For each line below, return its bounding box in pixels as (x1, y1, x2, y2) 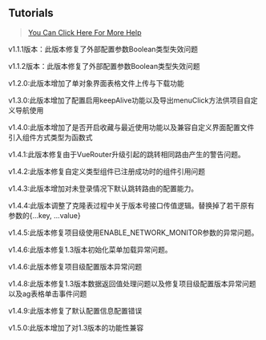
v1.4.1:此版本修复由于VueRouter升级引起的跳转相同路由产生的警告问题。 (8, 149, 246, 159)
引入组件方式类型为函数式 (8, 132, 93, 142)
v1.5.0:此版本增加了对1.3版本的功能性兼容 (8, 322, 144, 332)
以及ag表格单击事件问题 (8, 289, 87, 298)
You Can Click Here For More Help (27, 27, 142, 37)
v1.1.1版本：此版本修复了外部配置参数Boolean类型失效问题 (8, 44, 199, 54)
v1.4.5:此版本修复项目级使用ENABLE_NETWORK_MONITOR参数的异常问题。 (8, 228, 259, 237)
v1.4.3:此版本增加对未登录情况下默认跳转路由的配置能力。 (8, 184, 199, 193)
